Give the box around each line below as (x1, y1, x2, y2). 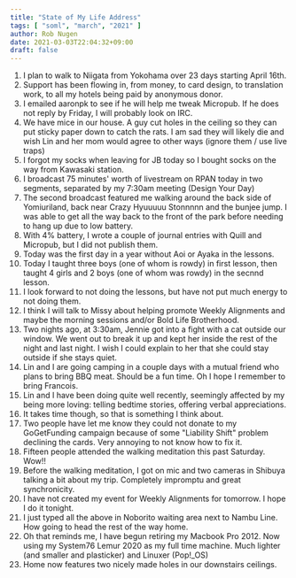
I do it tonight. (22, 503, 74, 513)
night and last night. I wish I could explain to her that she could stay (22, 343, 269, 354)
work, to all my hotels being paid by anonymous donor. (22, 89, 224, 100)
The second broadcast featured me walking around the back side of (22, 192, 272, 204)
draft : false (10, 46, 58, 55)
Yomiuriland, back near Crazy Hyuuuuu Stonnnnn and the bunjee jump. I (22, 202, 287, 212)
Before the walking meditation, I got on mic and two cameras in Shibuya (22, 466, 286, 476)
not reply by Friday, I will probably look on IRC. (22, 108, 193, 119)
